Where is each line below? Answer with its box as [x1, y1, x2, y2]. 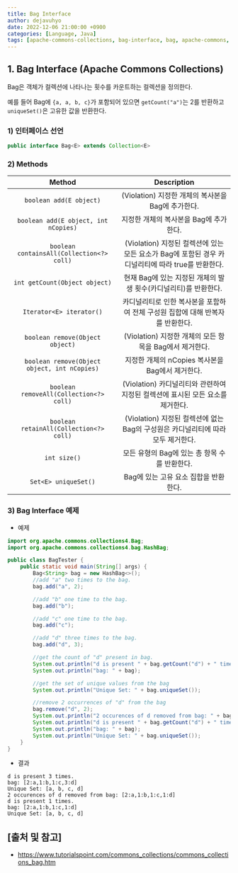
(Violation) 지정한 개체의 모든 [123, 331, 217, 341]
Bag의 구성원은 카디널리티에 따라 [122, 424, 227, 434]
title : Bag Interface [7, 10, 72, 18]
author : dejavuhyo [7, 17, 62, 24]
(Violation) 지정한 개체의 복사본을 [121, 190, 227, 200]
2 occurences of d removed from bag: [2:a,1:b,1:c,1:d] [7, 792, 176, 799]
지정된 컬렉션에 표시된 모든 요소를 [121, 390, 227, 400]
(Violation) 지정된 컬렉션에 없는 [125, 413, 225, 423]
